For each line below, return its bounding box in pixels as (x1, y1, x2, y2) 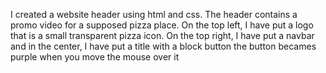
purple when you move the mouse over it (10, 51, 180, 63)
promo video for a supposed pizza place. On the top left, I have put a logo (10, 19, 314, 31)
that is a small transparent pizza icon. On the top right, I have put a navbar (10, 30, 315, 41)
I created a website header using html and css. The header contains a (10, 9, 298, 20)
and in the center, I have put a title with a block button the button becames (10, 40, 317, 52)
